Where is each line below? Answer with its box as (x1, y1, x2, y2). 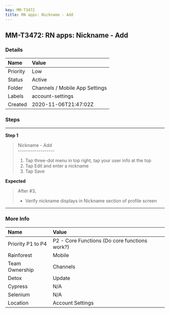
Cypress (8, 283, 28, 290)
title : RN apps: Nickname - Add (5, 12, 73, 17)
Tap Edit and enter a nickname (25, 163, 89, 169)
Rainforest (8, 252, 32, 259)
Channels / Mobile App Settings (32, 84, 107, 91)
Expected (5, 178, 26, 184)
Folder (8, 84, 23, 91)
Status (8, 76, 23, 83)
